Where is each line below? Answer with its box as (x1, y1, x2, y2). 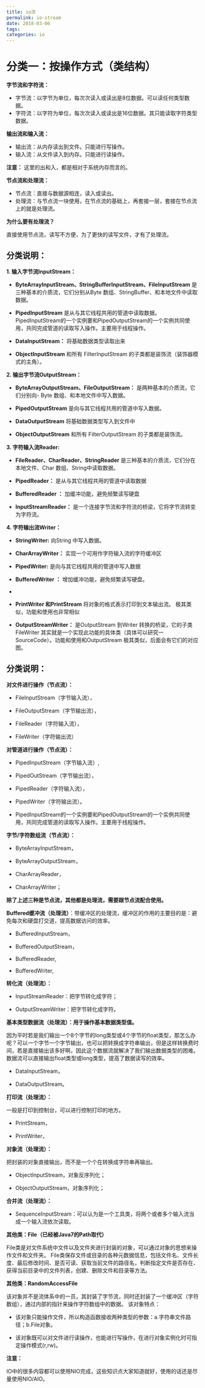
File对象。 (31, 1321, 56, 1328)
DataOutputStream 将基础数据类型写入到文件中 (15, 417, 135, 425)
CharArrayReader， (15, 870, 65, 877)
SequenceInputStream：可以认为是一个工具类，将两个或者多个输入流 (15, 1210, 189, 1218)
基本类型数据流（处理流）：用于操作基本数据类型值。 (6, 1018, 137, 1026)
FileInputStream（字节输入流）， (15, 694, 96, 701)
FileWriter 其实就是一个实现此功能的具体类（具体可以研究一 (15, 629, 164, 636)
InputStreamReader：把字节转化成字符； (15, 992, 118, 999)
